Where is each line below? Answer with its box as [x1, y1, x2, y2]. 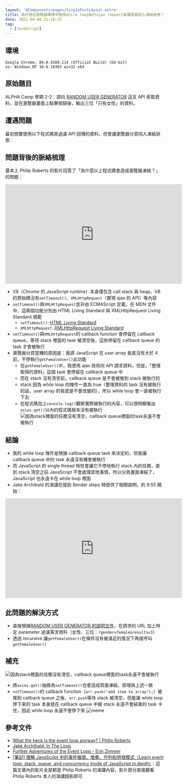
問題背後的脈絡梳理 [5, 153, 65, 162]
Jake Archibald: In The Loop [12, 743, 72, 749]
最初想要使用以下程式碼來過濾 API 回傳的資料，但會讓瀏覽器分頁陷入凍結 [5, 130, 156, 137]
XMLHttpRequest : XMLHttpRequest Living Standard [20, 325, 124, 331]
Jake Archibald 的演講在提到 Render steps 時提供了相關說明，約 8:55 [12, 482, 156, 488]
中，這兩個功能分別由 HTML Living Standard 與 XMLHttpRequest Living [12, 308, 161, 314]
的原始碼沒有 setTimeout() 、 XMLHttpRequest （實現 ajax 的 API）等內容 [12, 295, 157, 301]
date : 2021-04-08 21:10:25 [5, 17, 62, 22]
